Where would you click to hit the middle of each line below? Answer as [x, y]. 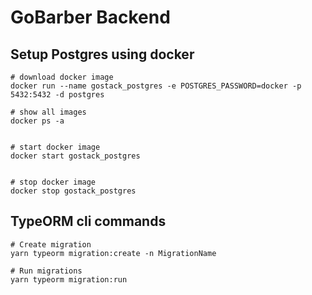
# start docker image [55, 147]
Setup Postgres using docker [102, 54]
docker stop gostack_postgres [73, 191]
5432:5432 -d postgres [57, 95]
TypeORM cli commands [88, 221]
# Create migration [51, 244]
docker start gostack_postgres [75, 156]
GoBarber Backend [90, 17]
